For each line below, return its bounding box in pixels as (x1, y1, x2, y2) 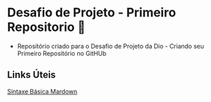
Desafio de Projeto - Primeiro (7, 5, 177, 21)
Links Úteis (7, 69, 57, 81)
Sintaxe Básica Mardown (7, 87, 78, 95)
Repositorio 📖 (7, 19, 86, 35)
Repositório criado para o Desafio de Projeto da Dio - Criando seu (17, 42, 205, 50)
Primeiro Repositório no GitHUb (17, 49, 107, 58)
